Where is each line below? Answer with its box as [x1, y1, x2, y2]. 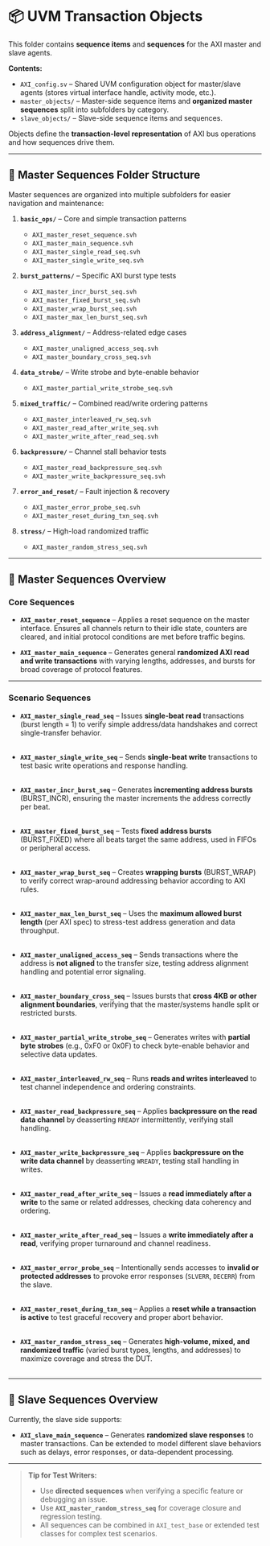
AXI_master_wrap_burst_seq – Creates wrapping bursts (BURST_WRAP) [19, 867, 256, 876]
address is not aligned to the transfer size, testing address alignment [19, 958, 249, 967]
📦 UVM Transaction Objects [8, 7, 203, 26]
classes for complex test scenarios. [39, 1528, 158, 1538]
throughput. [19, 926, 59, 935]
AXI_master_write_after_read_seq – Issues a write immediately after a [19, 1230, 254, 1239]
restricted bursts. [19, 1008, 78, 1017]
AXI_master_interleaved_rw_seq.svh [31, 415, 151, 423]
